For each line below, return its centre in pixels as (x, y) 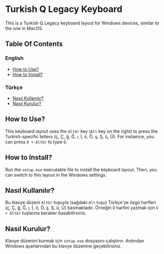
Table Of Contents (34, 44)
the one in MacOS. (24, 28)
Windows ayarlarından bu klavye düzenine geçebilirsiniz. (64, 246)
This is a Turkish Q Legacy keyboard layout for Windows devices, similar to (82, 23)
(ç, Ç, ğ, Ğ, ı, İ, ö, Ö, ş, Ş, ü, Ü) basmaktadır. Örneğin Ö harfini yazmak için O (82, 208)
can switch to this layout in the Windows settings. (56, 175)
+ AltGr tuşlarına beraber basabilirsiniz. (46, 213)
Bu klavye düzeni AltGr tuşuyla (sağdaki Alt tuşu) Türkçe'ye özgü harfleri (81, 203)
